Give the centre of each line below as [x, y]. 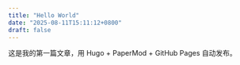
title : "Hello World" [44, 15]
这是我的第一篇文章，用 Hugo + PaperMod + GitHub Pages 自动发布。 [123, 53]
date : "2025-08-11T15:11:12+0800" [65, 23]
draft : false [30, 30]
